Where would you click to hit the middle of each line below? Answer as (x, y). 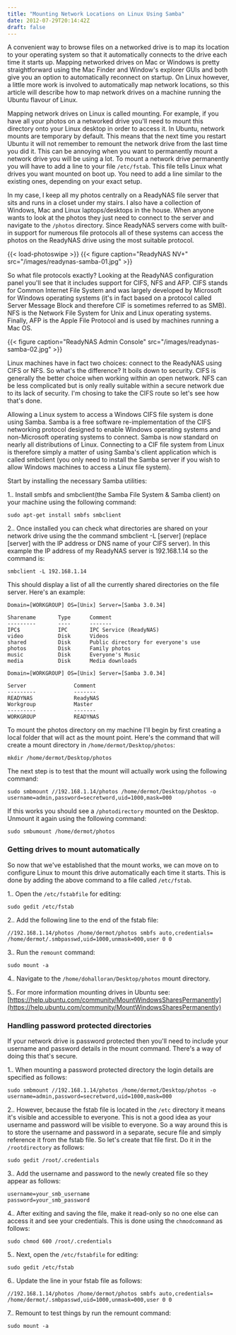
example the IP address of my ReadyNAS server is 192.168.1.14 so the (108, 551)
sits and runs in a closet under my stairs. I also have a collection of (104, 203)
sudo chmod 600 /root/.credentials (60, 1241)
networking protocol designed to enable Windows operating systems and (114, 430)
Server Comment (52, 686)
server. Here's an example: (47, 592)
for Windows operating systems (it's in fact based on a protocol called (110, 298)
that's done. (25, 401)
